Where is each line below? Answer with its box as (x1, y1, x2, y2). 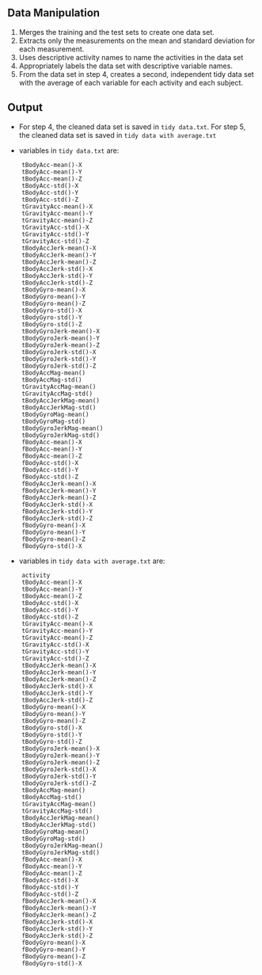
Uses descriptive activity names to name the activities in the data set (18, 52, 244, 62)
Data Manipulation (7, 6, 101, 20)
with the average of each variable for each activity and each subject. (18, 78, 243, 87)
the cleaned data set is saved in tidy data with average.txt (18, 130, 217, 139)
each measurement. (18, 44, 85, 54)
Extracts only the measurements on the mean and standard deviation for (18, 36, 255, 45)
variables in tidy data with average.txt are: (18, 556, 165, 566)
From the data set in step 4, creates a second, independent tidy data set (18, 69, 254, 78)
